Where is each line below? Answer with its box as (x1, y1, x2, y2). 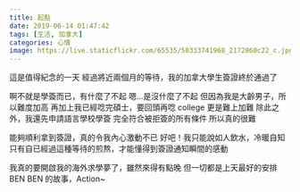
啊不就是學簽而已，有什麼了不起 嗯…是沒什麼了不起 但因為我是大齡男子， (9, 91, 279, 102)
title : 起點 (9, 13, 51, 22)
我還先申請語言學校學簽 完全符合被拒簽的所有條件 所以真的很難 (24, 113, 256, 124)
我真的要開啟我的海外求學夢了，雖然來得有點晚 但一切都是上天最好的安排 (9, 163, 278, 173)
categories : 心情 (9, 38, 71, 47)
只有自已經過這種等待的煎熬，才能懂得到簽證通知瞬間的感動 (9, 144, 229, 154)
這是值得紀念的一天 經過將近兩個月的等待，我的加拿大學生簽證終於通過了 (9, 72, 278, 83)
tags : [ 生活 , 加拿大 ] (9, 29, 83, 38)
